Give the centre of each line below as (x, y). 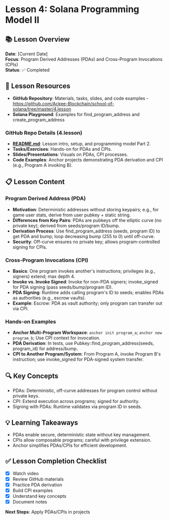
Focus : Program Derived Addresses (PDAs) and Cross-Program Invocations (84, 59)
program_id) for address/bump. (45, 349)
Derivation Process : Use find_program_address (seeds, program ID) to (86, 231)
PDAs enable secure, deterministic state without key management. (81, 435)
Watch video (25, 473)
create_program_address (38, 120)
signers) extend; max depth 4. (44, 276)
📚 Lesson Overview (38, 39)
